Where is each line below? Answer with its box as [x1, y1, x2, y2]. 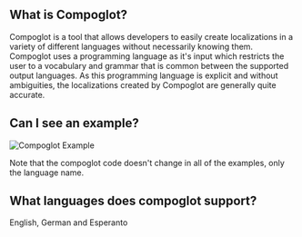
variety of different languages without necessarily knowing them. [9, 41, 253, 52]
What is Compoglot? [9, 7, 128, 23]
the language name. [9, 167, 85, 178]
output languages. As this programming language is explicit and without [9, 70, 278, 81]
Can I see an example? [9, 115, 139, 131]
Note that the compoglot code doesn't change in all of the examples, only [9, 157, 285, 168]
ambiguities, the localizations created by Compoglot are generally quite [9, 79, 277, 90]
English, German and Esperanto [9, 217, 128, 228]
